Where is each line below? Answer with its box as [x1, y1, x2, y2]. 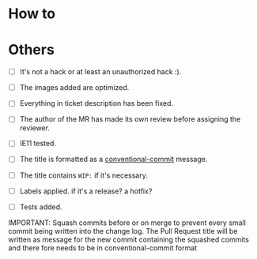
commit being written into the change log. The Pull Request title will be [8, 226, 238, 235]
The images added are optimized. [19, 83, 130, 92]
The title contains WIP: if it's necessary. [19, 171, 148, 180]
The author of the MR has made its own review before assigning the [19, 114, 241, 124]
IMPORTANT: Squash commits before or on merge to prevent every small [8, 218, 247, 227]
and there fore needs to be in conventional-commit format [8, 242, 198, 253]
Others [8, 41, 55, 59]
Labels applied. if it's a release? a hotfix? [19, 186, 153, 196]
